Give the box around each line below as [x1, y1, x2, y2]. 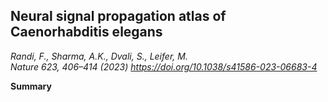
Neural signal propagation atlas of [10, 8, 227, 25]
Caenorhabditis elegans [10, 24, 163, 41]
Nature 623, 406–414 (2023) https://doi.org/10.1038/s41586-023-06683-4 [10, 60, 318, 73]
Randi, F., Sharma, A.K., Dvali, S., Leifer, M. [10, 50, 188, 62]
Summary [10, 80, 52, 92]
